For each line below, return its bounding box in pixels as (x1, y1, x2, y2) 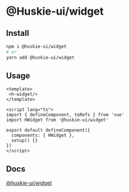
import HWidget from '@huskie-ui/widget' (6, 117, 109, 123)
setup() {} (11, 137, 38, 144)
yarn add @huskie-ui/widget (6, 55, 75, 60)
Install (6, 28, 29, 38)
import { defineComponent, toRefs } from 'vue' (6, 112, 125, 118)
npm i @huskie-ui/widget (6, 43, 67, 49)
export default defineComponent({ (6, 127, 91, 133)
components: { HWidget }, (11, 133, 75, 139)
